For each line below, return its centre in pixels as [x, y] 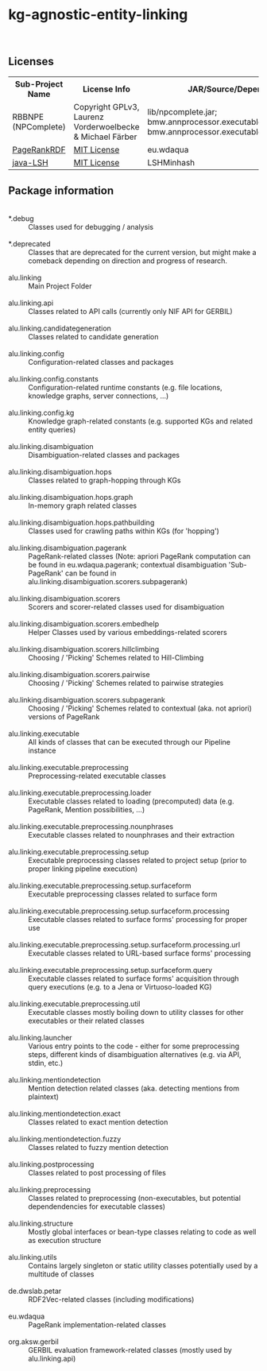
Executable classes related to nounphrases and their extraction [132, 835]
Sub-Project [39, 83]
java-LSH [31, 162]
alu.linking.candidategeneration [60, 328]
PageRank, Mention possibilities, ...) [87, 809]
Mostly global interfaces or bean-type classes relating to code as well [142, 1232]
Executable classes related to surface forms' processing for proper [138, 919]
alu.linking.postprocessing [51, 1164]
